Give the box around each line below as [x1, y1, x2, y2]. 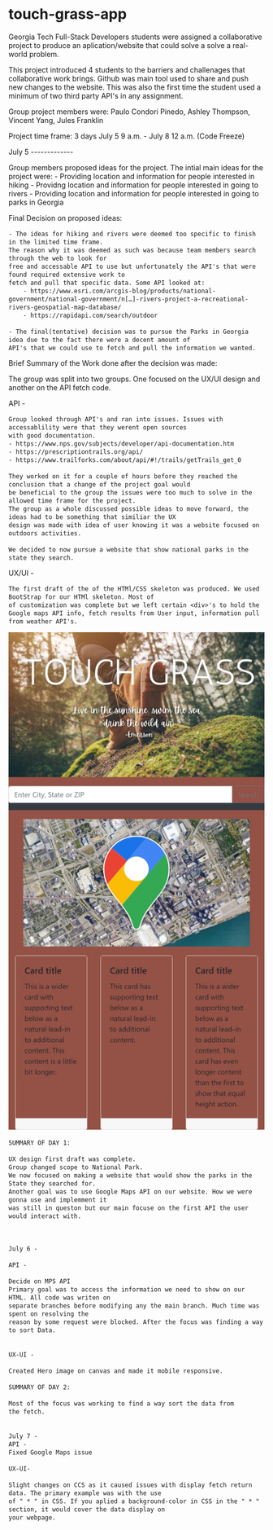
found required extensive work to [8, 270, 126, 279]
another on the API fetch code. [8, 382, 111, 392]
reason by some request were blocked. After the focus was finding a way [8, 1318, 264, 1326]
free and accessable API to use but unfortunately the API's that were [8, 262, 256, 270]
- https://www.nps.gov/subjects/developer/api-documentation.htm [8, 439, 234, 448]
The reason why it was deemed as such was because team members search [8, 246, 256, 254]
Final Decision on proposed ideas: [8, 213, 123, 222]
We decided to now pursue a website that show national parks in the [8, 545, 249, 554]
